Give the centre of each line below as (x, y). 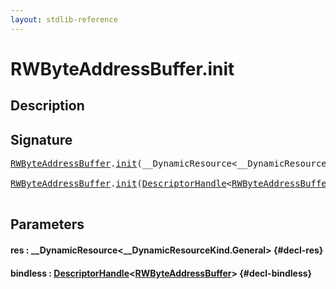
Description (47, 106)
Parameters (47, 224)
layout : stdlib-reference (64, 19)
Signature (41, 139)
